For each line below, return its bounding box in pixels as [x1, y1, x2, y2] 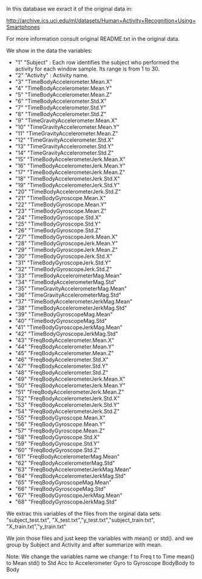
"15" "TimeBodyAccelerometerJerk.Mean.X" [15, 156, 126, 163]
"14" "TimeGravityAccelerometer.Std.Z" [15, 149, 114, 156]
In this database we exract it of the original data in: [6, 5, 133, 12]
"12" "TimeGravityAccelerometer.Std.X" [15, 136, 114, 144]
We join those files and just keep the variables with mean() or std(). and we [6, 535, 194, 542]
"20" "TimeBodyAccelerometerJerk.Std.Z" [15, 188, 121, 195]
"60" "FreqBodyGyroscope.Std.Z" [15, 446, 100, 454]
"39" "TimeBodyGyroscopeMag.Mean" [15, 311, 113, 318]
